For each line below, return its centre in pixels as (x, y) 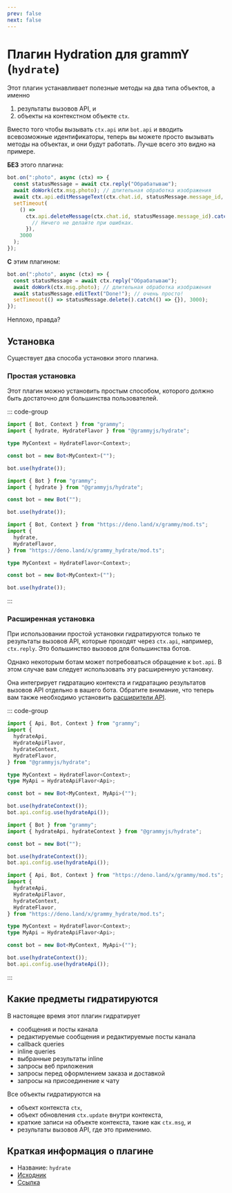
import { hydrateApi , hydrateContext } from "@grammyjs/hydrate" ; (105, 831)
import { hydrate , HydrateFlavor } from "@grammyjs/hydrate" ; (98, 431)
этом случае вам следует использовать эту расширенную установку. (110, 669)
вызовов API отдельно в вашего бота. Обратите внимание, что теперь (110, 690)
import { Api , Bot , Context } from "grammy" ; (74, 723)
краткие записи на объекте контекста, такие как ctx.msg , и (104, 1122)
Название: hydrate (44, 1168)
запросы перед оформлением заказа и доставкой (91, 1073)
